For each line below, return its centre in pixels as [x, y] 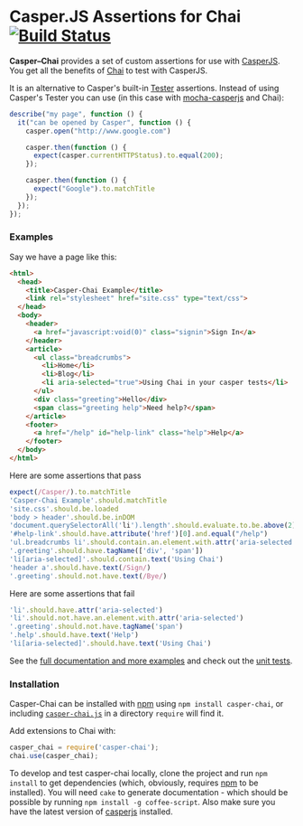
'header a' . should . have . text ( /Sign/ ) [80, 568]
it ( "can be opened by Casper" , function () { [105, 122]
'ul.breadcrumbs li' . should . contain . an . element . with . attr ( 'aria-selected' [153, 543]
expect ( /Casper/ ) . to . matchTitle [70, 492]
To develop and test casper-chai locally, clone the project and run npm [138, 774]
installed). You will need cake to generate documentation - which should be [149, 793]
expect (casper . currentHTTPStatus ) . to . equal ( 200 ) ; [128, 155]
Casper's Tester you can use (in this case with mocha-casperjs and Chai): [147, 98]
